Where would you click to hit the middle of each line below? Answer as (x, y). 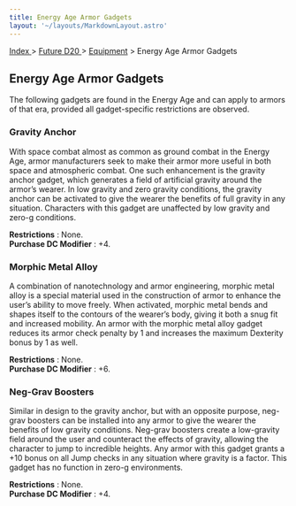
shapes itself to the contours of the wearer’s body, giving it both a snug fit (144, 314)
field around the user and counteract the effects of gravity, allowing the (139, 440)
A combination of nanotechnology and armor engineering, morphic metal (142, 286)
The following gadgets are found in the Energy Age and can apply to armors (147, 100)
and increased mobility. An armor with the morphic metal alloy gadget (136, 323)
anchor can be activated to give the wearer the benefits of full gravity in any (147, 198)
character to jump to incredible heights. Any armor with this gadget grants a (147, 448)
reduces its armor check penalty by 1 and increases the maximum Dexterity (147, 333)
